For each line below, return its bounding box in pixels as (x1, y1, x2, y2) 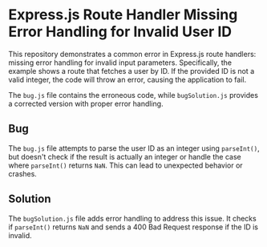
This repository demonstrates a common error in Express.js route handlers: (8, 49, 257, 59)
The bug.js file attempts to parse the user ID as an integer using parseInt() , (8, 143, 260, 153)
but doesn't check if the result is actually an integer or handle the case (8, 152, 242, 161)
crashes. (8, 168, 38, 178)
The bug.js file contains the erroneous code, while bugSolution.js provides (8, 90, 259, 99)
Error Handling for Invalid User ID (8, 22, 233, 41)
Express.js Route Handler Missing (8, 6, 238, 24)
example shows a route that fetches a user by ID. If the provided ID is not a (8, 66, 255, 75)
